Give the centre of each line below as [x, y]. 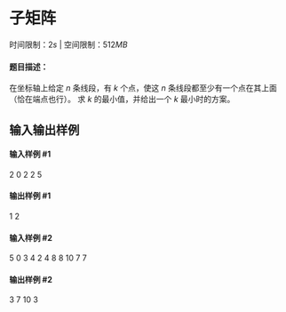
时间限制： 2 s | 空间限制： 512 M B [68, 44]
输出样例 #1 [30, 196]
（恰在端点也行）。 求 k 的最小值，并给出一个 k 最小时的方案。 [122, 100]
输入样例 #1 [30, 154]
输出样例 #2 [31, 279]
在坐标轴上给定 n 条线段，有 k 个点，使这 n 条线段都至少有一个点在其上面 [143, 88]
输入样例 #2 [31, 237]
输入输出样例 [44, 130]
